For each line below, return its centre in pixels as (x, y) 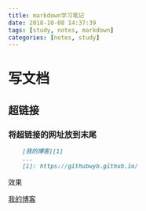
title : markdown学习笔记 (46, 15)
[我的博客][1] (43, 152)
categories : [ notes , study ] (54, 37)
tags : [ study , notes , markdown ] (61, 30)
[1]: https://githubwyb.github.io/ (80, 166)
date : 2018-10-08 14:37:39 (52, 23)
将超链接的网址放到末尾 (52, 135)
